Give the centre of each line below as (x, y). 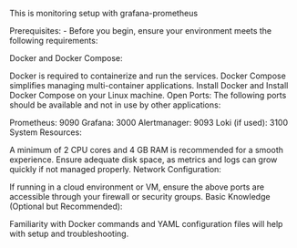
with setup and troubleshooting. (69, 233)
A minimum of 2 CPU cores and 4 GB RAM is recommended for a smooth (147, 150)
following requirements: (54, 41)
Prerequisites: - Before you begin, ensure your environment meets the (140, 31)
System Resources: (46, 132)
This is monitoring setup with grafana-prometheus (104, 13)
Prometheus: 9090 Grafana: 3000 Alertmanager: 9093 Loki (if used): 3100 (149, 123)
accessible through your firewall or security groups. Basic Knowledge (140, 196)
